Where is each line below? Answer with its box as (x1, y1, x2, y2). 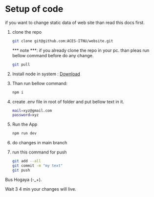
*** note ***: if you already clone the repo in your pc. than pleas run (12, 47, 150, 53)
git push (12, 168, 30, 173)
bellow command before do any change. (12, 52, 94, 58)
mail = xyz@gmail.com (12, 108, 52, 113)
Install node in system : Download (12, 71, 81, 77)
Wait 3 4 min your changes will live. (5, 186, 77, 192)
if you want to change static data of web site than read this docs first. (5, 20, 145, 25)
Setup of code (5, 3, 64, 15)
